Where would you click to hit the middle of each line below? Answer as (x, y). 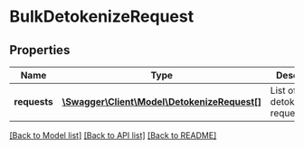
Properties (40, 50)
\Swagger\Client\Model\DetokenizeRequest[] (162, 102)
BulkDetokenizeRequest (102, 17)
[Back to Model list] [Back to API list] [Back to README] (113, 135)
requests (33, 102)
